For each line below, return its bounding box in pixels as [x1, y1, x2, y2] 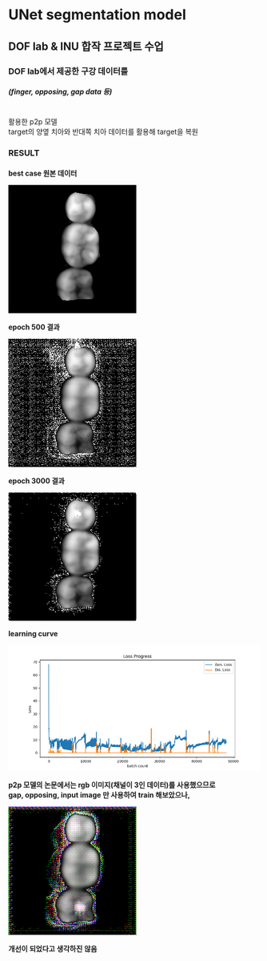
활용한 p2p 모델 [8, 117, 58, 127]
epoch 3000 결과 [8, 475, 66, 486]
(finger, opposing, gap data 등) [8, 87, 113, 97]
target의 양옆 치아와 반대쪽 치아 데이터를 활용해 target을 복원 [8, 127, 198, 137]
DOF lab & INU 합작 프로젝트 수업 [8, 39, 164, 53]
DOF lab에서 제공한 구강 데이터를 [8, 66, 129, 77]
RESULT [8, 147, 40, 159]
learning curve [8, 628, 58, 638]
